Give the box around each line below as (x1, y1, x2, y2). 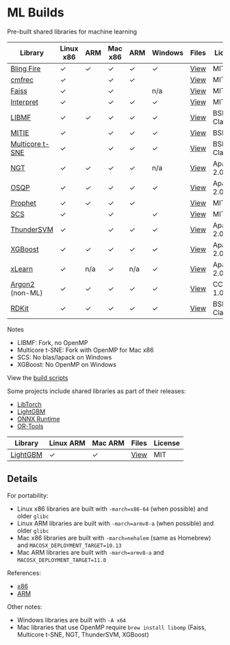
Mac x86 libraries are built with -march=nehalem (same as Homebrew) (16, 533, 212, 542)
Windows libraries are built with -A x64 (16, 616, 127, 624)
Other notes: (7, 603, 42, 611)
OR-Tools (16, 422, 44, 430)
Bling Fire (10, 64, 41, 73)
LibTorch (16, 400, 42, 408)
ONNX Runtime (16, 414, 60, 422)
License (153, 438, 180, 448)
